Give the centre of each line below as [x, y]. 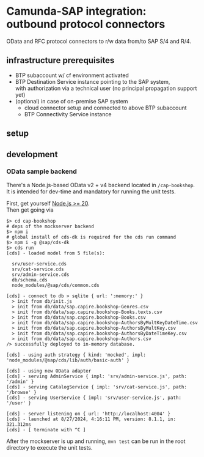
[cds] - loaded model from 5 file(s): [56, 253]
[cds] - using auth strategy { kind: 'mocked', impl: [76, 355]
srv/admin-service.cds [41, 274]
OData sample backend [42, 171]
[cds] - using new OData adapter [49, 371]
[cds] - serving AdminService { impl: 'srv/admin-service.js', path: [97, 376]
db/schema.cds [30, 280]
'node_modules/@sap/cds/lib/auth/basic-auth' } [68, 360]
